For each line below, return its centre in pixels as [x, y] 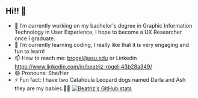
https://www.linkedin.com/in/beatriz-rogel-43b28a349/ [83, 66]
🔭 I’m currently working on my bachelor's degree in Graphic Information [103, 25]
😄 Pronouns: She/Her [42, 73]
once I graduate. [35, 38]
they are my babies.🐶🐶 [42, 88]
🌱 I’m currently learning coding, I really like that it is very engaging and [102, 44]
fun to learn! [29, 51]
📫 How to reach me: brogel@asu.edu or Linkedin [76, 58]
